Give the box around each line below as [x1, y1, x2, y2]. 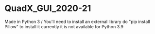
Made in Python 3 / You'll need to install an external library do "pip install [4, 19, 150, 24]
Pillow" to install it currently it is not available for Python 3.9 [4, 23, 123, 29]
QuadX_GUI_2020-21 [4, 3, 91, 14]
